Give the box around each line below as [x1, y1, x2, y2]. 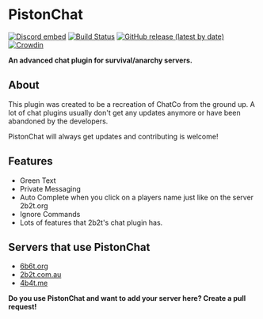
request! [8, 302, 37, 312]
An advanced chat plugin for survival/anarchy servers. [8, 55, 192, 65]
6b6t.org [19, 261, 49, 271]
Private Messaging [19, 184, 82, 193]
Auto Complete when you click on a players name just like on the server [19, 192, 254, 202]
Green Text [19, 176, 57, 185]
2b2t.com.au [19, 270, 62, 279]
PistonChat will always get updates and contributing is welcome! [8, 131, 219, 141]
